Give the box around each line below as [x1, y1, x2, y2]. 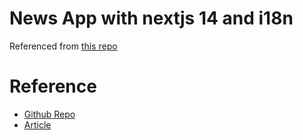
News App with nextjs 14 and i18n [9, 7, 294, 30]
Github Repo [23, 108, 76, 120]
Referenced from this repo [9, 40, 118, 52]
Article [23, 118, 52, 131]
